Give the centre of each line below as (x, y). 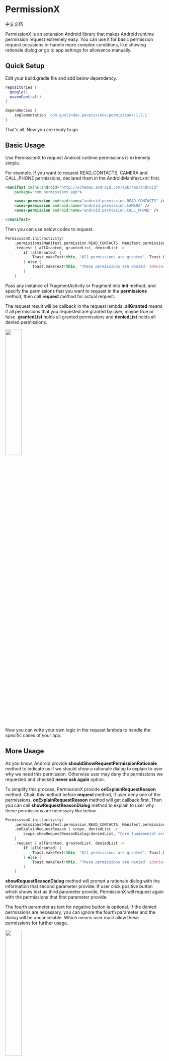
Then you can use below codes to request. (50, 229)
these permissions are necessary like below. (51, 810)
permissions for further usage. (37, 923)
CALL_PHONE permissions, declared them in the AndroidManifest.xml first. (83, 178)
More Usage (25, 751)
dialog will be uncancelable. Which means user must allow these (72, 918)
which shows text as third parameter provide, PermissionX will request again (84, 892)
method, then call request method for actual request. (60, 296)
